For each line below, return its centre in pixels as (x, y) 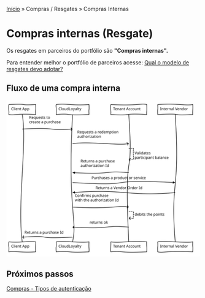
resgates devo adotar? (35, 69)
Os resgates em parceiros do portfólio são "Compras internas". (87, 50)
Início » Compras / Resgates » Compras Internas (68, 9)
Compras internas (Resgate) (80, 34)
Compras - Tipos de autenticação (49, 289)
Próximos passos (40, 274)
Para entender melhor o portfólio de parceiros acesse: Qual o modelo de (98, 62)
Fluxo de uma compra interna (64, 88)
